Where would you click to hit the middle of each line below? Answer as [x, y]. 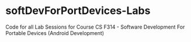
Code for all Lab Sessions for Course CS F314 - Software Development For [95, 27]
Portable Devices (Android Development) [55, 33]
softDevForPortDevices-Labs [78, 11]
